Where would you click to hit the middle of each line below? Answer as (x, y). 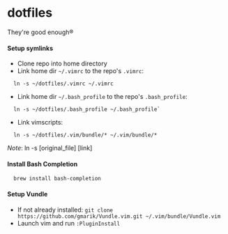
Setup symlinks (30, 48)
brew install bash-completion (57, 179)
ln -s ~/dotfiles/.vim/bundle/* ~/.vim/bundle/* (85, 135)
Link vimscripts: (40, 123)
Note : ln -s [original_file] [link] (50, 148)
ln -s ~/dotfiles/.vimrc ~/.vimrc (63, 84)
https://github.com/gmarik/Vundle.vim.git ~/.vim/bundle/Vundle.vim (119, 216)
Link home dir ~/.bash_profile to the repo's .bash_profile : (102, 97)
